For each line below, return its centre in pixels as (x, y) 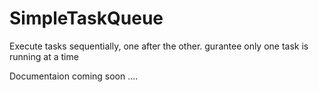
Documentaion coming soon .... (74, 76)
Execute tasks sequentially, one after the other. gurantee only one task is (159, 46)
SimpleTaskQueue (86, 18)
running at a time (44, 56)
